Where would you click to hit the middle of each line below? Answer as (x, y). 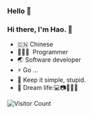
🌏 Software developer (49, 60)
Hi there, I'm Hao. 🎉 (40, 29)
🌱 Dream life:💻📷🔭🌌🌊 (48, 88)
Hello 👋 (19, 11)
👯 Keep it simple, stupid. (51, 80)
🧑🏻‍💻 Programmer (43, 52)
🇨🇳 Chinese (35, 45)
